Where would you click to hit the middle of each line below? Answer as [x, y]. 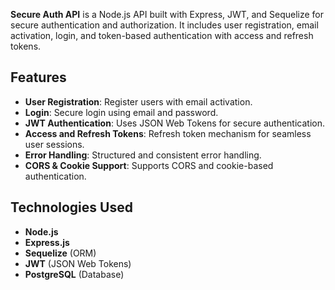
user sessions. [54, 144]
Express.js [47, 242]
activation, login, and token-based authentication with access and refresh [162, 35]
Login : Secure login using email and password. [121, 112]
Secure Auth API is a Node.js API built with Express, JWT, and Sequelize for [167, 14]
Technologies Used [71, 207]
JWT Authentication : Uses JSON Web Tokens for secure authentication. [174, 123]
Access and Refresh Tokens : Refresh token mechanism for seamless [168, 133]
